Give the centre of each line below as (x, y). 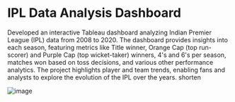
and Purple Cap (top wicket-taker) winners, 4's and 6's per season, (128, 55)
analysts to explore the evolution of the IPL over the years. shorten (104, 77)
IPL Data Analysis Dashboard (94, 13)
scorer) (18, 55)
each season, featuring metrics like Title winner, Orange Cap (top (103, 47)
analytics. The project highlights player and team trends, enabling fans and (116, 70)
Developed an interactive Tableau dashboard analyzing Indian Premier (110, 32)
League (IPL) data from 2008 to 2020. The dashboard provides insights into (118, 39)
